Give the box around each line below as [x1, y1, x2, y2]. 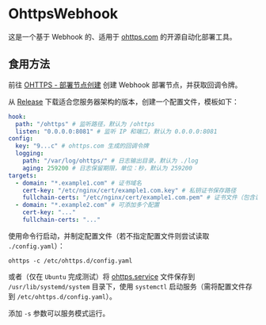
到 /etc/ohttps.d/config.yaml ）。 [8, 291, 116, 301]
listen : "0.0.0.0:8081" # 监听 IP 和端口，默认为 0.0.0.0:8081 [15, 128, 218, 136]
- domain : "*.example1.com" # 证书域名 [15, 179, 142, 187]
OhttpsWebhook [8, 5, 119, 23]
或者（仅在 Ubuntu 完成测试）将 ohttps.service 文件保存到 [8, 271, 196, 281]
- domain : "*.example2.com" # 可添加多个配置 [15, 201, 160, 209]
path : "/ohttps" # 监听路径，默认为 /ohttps [15, 120, 155, 128]
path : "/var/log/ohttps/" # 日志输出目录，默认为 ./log [22, 157, 199, 165]
